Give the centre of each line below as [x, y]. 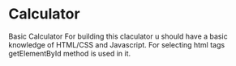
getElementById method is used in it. [70, 53]
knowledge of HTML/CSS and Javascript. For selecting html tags [117, 44]
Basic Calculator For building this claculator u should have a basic [118, 36]
